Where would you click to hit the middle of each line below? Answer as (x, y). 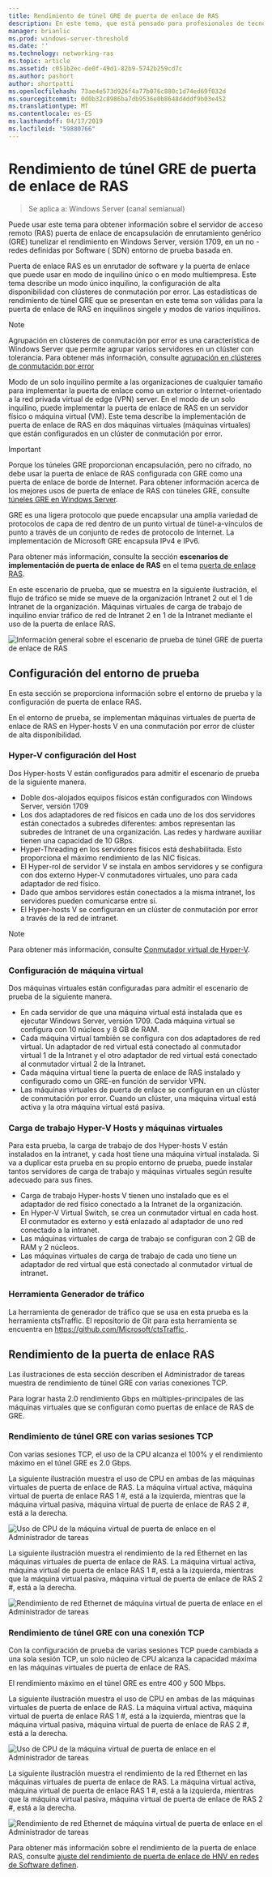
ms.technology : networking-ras (61, 53)
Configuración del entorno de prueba (104, 674)
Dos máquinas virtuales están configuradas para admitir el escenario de (128, 988)
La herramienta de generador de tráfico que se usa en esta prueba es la (128, 1312)
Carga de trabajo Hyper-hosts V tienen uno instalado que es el (124, 1196)
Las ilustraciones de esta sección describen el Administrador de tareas (127, 1374)
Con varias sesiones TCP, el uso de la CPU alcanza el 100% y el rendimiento (136, 1454)
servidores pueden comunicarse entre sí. (89, 901)
